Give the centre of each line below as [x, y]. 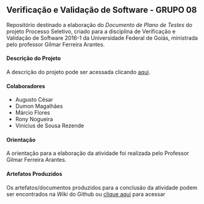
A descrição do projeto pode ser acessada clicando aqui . [78, 72]
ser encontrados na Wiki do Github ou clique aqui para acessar [86, 194]
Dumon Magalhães [39, 106]
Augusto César [34, 100]
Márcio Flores [32, 113]
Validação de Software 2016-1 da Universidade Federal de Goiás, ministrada [102, 38]
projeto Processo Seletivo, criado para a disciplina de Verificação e [91, 31]
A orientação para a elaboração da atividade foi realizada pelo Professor [98, 153]
